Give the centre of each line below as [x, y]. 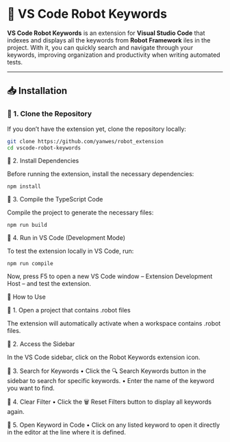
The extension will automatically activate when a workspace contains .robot [114, 323]
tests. [15, 62]
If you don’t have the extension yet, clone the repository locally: [97, 129]
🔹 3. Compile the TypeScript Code [55, 199]
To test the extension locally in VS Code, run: [71, 251]
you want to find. [31, 388]
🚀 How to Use [26, 297]
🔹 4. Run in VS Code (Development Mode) [66, 238]
